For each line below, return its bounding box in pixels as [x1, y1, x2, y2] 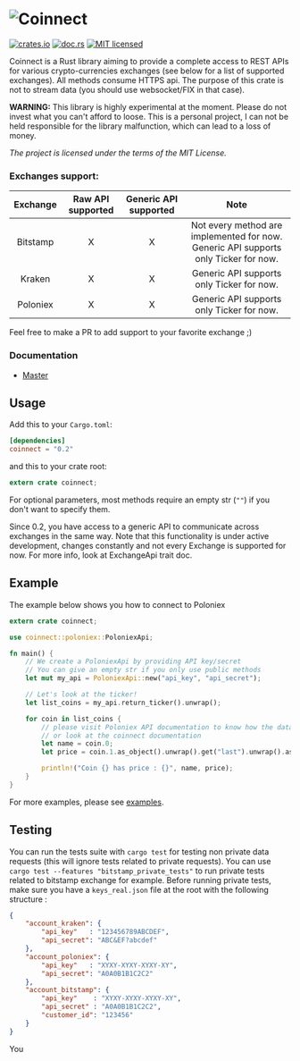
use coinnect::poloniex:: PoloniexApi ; [9, 633, 154, 642]
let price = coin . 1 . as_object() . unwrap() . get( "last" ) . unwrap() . [41, 747, 286, 757]
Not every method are [190, 219, 283, 232]
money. [9, 130, 37, 140]
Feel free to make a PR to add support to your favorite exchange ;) [9, 327, 253, 338]
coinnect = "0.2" [9, 445, 74, 454]
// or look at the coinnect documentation [41, 731, 202, 740]
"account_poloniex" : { [25, 952, 110, 961]
